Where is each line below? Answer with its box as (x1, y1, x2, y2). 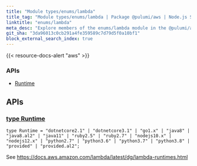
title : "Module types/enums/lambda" (6, 8, 96, 15)
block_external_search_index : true (6, 36, 93, 42)
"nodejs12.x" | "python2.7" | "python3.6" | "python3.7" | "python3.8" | (6, 138, 191, 144)
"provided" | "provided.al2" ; (6, 143, 80, 149)
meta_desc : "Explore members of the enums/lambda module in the (6, 25, 167, 31)
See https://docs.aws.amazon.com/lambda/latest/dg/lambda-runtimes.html (6, 153, 188, 160)
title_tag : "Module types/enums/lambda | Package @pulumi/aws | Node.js (6, 14, 188, 20)
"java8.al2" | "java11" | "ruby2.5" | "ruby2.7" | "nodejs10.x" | (6, 133, 172, 138)
